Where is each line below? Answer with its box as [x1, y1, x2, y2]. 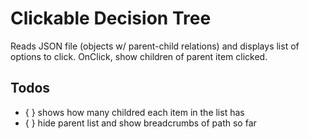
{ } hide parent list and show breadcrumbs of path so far [24, 117, 257, 129]
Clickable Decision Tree [10, 7, 212, 30]
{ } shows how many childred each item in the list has [24, 106, 245, 118]
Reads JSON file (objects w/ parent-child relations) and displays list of [10, 40, 300, 52]
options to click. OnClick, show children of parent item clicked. [10, 50, 268, 62]
